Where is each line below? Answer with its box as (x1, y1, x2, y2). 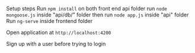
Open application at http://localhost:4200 (6, 29, 111, 36)
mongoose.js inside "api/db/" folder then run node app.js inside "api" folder (6, 11, 189, 18)
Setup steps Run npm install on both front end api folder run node (6, 5, 167, 12)
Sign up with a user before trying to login (6, 41, 106, 47)
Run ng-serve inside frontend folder (6, 18, 93, 24)
